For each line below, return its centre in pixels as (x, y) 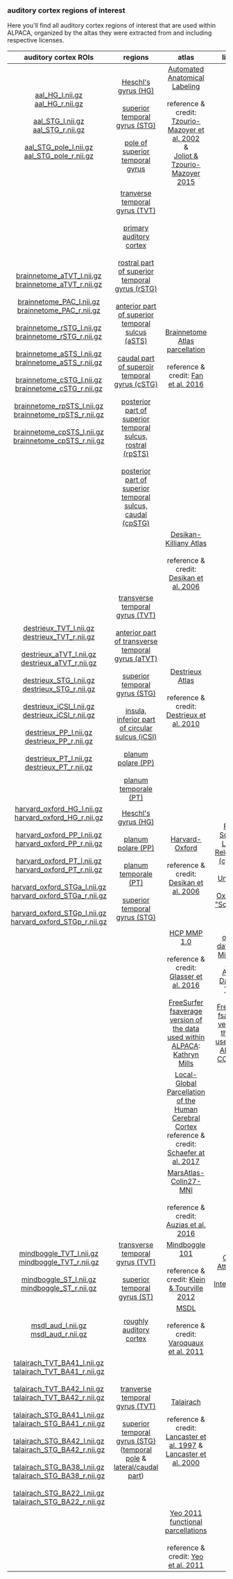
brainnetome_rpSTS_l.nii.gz (59, 406)
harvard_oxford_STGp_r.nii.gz (59, 922)
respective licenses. (36, 40)
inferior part (136, 720)
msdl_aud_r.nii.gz (59, 1334)
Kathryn (186, 1055)
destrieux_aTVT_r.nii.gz (59, 663)
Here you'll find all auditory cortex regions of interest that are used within (112, 26)
